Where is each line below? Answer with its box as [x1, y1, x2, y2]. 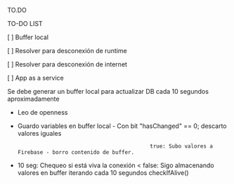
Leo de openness [17, 108, 68, 116]
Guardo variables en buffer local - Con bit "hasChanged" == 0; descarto [17, 122, 227, 130]
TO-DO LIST [7, 20, 44, 27]
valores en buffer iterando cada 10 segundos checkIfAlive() [17, 169, 189, 177]
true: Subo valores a [150, 143, 213, 150]
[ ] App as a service [7, 73, 65, 82]
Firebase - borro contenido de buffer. [17, 149, 135, 156]
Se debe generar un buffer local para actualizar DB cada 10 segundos [7, 87, 209, 95]
